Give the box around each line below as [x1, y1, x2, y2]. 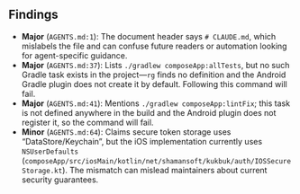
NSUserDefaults [21, 147, 79, 156]
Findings [8, 7, 59, 22]
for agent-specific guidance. [21, 49, 128, 61]
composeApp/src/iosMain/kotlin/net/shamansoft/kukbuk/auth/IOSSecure [24, 156, 292, 165]
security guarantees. [21, 174, 99, 185]
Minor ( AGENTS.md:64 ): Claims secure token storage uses [21, 126, 232, 137]
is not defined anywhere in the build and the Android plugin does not [21, 107, 277, 118]
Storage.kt [21, 166, 63, 175]
